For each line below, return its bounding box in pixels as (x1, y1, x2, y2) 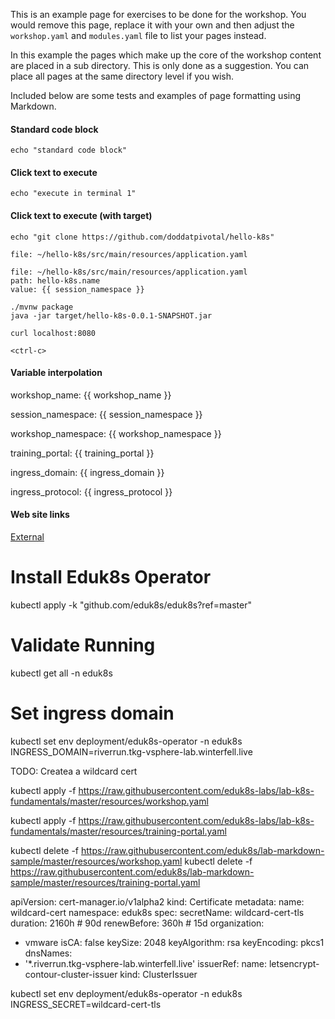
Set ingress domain (10, 702, 175, 725)
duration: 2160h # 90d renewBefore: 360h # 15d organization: (10, 917, 265, 929)
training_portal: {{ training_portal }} (10, 447, 155, 459)
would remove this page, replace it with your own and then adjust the (10, 19, 295, 31)
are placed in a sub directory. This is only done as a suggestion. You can (10, 60, 310, 71)
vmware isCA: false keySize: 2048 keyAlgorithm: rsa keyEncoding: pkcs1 (24, 936, 325, 948)
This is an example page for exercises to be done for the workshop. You (10, 9, 307, 20)
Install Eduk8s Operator (10, 566, 212, 589)
